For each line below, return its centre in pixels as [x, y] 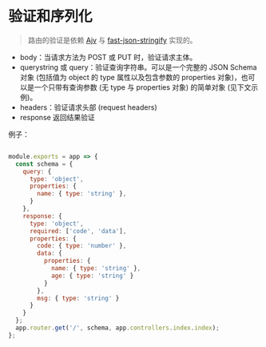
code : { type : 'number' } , [82, 246]
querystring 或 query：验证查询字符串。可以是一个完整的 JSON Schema [138, 67]
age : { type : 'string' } [92, 276]
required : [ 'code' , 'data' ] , [78, 231]
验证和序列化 [51, 16]
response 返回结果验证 [58, 117]
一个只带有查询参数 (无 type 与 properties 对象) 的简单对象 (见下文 [143, 87]
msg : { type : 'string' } [78, 298]
